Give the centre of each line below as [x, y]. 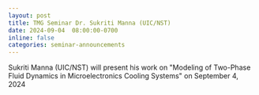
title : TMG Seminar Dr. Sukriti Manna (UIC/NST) [90, 23]
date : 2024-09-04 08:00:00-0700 [63, 30]
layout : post [30, 15]
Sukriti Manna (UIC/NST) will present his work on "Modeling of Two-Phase [129, 67]
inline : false [32, 38]
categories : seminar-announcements [67, 45]
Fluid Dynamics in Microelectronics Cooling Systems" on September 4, [123, 76]
